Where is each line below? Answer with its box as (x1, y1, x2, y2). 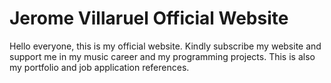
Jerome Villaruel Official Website (9, 7, 289, 30)
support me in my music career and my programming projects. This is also (9, 50, 316, 62)
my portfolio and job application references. (9, 61, 190, 73)
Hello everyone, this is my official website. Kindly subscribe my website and (9, 40, 322, 52)
